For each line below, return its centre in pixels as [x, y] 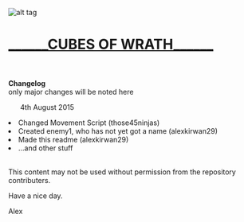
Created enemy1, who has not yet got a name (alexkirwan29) [118, 130]
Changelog [27, 83]
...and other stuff [46, 148]
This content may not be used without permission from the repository [122, 172]
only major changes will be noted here [71, 92]
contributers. [30, 180]
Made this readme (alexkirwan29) [74, 139]
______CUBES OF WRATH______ [111, 45]
